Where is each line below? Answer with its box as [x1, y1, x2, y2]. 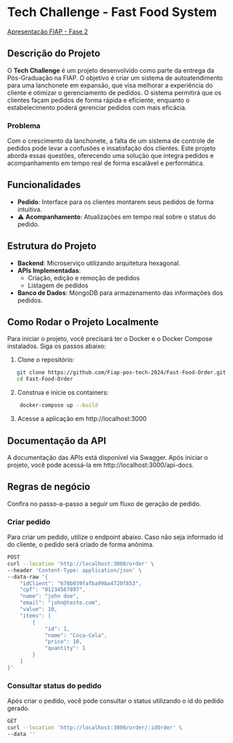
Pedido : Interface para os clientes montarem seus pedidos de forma [17, 197, 214, 206]
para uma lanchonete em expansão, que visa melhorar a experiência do [7, 81, 213, 89]
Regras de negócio [7, 481, 91, 493]
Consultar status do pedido [7, 681, 102, 691]
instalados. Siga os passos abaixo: [7, 342, 107, 350]
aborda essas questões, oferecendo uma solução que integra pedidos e [7, 152, 214, 160]
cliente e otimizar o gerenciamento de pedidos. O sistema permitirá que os [7, 88, 222, 96]
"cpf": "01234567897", [20, 586, 86, 593]
